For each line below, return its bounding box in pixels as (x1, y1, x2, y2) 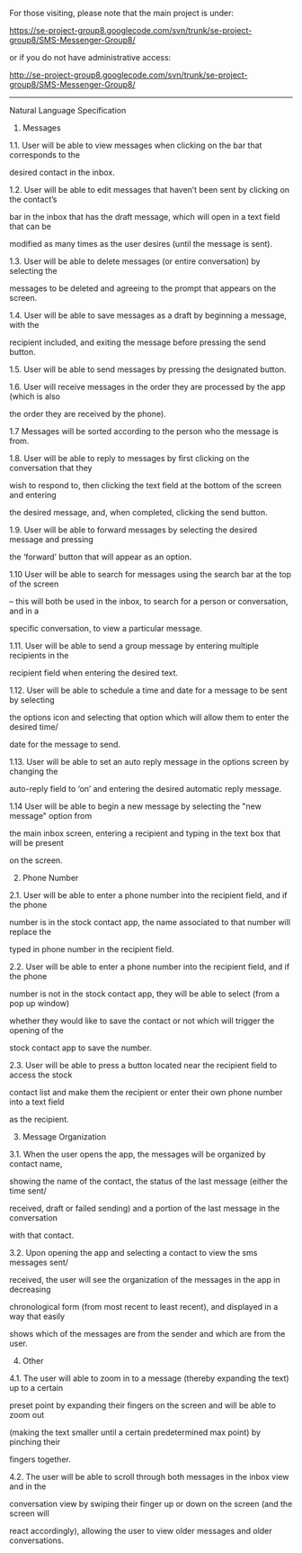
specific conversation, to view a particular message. (9, 623, 203, 633)
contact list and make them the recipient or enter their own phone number (9, 1087, 283, 1097)
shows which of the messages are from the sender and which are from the (9, 1329, 286, 1339)
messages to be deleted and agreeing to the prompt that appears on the (9, 283, 277, 294)
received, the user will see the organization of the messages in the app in (9, 1275, 280, 1285)
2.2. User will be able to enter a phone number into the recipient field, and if (9, 961, 290, 972)
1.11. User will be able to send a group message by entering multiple (9, 640, 259, 651)
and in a (9, 605, 40, 616)
